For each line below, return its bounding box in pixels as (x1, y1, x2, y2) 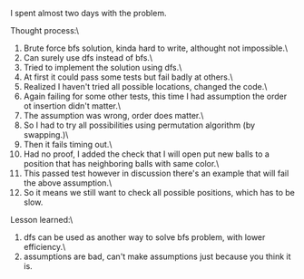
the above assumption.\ (23, 178, 113, 188)
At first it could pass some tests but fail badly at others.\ (23, 72, 233, 82)
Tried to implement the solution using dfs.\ (23, 63, 182, 72)
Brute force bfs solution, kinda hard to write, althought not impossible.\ (23, 43, 289, 53)
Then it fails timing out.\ (23, 139, 113, 149)
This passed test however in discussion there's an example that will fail (23, 168, 289, 178)
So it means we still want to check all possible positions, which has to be (23, 188, 296, 197)
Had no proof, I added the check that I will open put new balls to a (23, 149, 270, 159)
